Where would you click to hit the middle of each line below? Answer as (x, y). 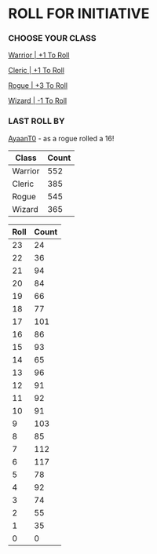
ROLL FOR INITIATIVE (79, 14)
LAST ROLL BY (37, 121)
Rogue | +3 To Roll (38, 86)
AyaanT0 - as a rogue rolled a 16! (61, 138)
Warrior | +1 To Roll (39, 55)
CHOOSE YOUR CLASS (52, 38)
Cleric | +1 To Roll (37, 71)
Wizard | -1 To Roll (38, 101)
